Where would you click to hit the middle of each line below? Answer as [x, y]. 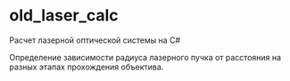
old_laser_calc [64, 16]
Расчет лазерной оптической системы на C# [95, 40]
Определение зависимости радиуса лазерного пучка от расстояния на [145, 57]
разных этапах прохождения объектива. [87, 67]
